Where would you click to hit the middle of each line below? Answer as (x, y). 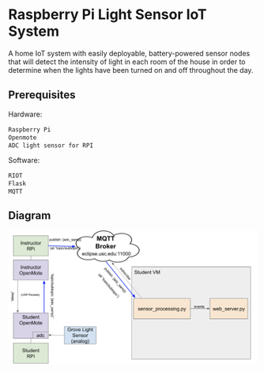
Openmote (23, 137)
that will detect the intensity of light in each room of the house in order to (127, 62)
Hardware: (25, 114)
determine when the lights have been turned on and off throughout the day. (131, 70)
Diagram (30, 216)
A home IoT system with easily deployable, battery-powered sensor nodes (129, 53)
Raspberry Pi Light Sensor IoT (107, 15)
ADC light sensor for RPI (51, 145)
